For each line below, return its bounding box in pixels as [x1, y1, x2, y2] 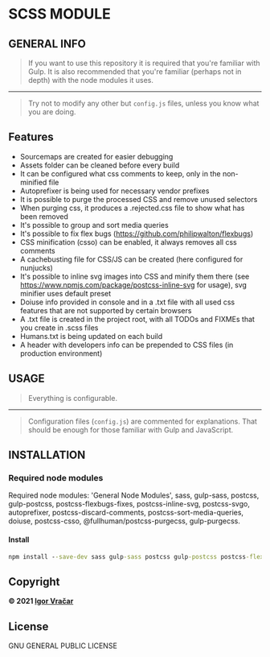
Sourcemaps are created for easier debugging [19, 151, 174, 161]
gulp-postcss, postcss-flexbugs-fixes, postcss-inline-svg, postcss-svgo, [8, 499, 251, 509]
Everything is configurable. [27, 393, 118, 403]
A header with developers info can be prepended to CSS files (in [19, 340, 234, 349]
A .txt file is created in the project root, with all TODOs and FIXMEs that [19, 314, 256, 324]
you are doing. [27, 107, 76, 117]
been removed [19, 211, 68, 221]
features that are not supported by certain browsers [19, 305, 192, 315]
